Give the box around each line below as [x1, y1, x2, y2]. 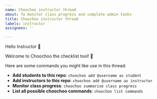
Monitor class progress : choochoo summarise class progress [12, 83, 137, 89]
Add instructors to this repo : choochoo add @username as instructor [12, 78, 153, 84]
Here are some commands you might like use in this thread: [5, 63, 126, 69]
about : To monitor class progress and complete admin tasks [5, 12, 132, 17]
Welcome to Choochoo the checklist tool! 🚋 [5, 53, 94, 59]
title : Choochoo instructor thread [5, 16, 79, 21]
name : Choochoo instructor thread [5, 7, 77, 12]
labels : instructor [5, 21, 46, 26]
